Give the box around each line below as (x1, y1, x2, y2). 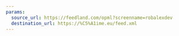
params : (5, 9, 26, 15)
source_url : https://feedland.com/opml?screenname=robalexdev (11, 15, 173, 21)
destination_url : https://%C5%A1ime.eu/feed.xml (11, 20, 137, 26)
